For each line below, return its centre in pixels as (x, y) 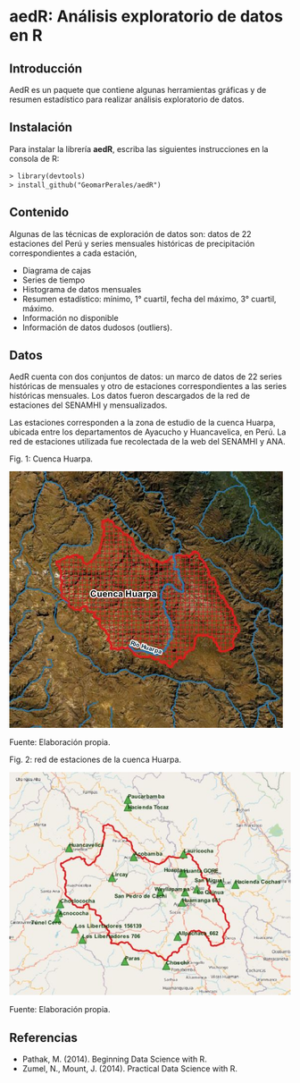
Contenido (39, 212)
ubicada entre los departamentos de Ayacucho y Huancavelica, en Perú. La (148, 432)
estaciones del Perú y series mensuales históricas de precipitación (132, 243)
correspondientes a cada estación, (73, 253)
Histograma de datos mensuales (82, 289)
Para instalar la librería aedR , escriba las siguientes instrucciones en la (139, 148)
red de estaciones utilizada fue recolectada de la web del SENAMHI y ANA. (147, 442)
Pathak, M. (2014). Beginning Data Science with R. (114, 1059)
